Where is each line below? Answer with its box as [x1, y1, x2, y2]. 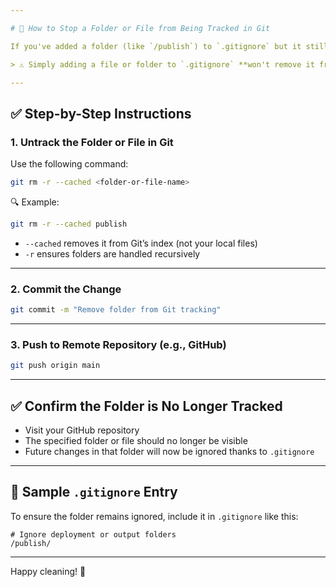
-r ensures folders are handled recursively [24, 247, 201, 260]
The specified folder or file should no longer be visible [24, 434, 248, 446]
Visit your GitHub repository [24, 424, 140, 436]
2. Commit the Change [10, 282, 122, 296]
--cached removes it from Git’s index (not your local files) [24, 237, 258, 249]
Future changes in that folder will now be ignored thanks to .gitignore [24, 445, 315, 457]
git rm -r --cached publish [10, 219, 128, 229]
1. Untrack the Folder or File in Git [10, 135, 174, 149]
